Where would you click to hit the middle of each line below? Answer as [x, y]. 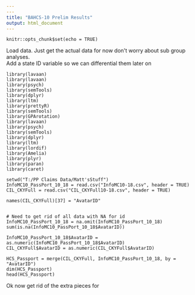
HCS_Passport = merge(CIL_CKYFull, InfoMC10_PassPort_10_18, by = [91, 259]
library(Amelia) [26, 154]
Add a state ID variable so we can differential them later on [79, 63]
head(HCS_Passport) [31, 275]
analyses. [18, 57]
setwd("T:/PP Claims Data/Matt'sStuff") [58, 180]
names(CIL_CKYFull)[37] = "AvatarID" [54, 201]
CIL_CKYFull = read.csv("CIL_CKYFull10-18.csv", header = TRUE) [88, 190]
